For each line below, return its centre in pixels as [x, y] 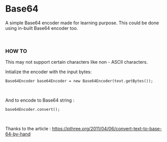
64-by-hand [18, 134]
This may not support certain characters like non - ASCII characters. [77, 62]
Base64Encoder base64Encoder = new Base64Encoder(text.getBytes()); [79, 81]
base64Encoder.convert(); [32, 110]
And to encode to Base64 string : [40, 100]
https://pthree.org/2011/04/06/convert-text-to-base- [107, 129]
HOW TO [16, 51]
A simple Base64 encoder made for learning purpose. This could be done [82, 23]
